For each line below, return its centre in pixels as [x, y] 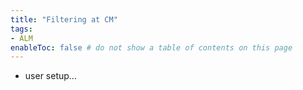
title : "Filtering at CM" [64, 19]
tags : [21, 29]
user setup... [50, 76]
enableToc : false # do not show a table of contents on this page [151, 47]
